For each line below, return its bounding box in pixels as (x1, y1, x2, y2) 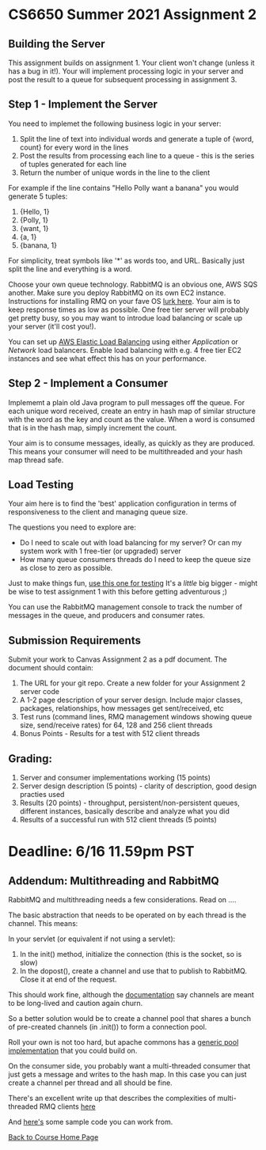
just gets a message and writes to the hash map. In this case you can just (8, 1070, 247, 1080)
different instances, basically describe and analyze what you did (19, 807, 230, 816)
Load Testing (8, 478, 74, 492)
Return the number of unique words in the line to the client (19, 168, 211, 177)
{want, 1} (19, 223, 49, 233)
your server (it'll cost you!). (8, 321, 97, 331)
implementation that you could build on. (8, 1046, 138, 1056)
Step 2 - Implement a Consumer (8, 377, 169, 390)
